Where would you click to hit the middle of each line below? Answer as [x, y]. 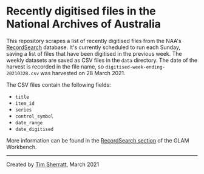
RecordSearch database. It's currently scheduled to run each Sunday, [93, 47]
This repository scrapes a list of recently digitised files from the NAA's [94, 41]
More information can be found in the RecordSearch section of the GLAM [98, 140]
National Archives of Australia [83, 24]
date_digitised [34, 129]
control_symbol [34, 116]
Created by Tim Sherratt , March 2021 [53, 164]
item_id [25, 103]
